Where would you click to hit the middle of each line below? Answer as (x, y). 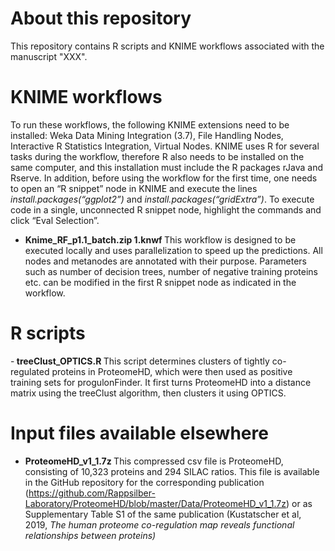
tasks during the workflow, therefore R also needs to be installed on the (157, 156)
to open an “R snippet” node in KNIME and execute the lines (134, 188)
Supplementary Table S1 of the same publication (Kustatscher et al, (163, 514)
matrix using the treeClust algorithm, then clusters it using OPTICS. (148, 393)
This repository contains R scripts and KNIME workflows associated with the (167, 46)
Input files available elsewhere (139, 433)
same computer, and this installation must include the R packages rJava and (167, 167)
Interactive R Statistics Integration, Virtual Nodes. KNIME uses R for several (165, 146)
